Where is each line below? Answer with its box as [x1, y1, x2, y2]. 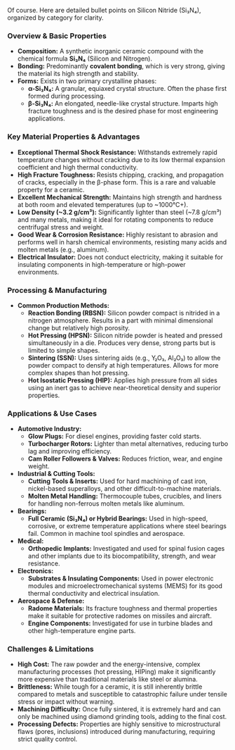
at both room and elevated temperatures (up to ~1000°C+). [17, 200, 188, 208]
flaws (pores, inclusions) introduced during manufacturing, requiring [17, 727, 215, 736]
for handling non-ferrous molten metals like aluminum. [27, 499, 185, 508]
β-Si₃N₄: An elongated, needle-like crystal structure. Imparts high [27, 99, 218, 108]
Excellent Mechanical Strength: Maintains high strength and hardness [17, 193, 222, 201]
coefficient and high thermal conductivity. [17, 163, 138, 171]
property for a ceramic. [17, 185, 85, 194]
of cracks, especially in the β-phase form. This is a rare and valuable [17, 177, 216, 186]
